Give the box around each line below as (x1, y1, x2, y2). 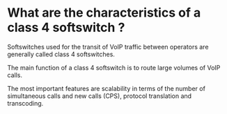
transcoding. (7, 99, 44, 107)
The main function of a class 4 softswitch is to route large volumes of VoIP (7, 63, 221, 72)
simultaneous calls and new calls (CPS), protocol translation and (7, 92, 192, 100)
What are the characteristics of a (7, 5, 201, 21)
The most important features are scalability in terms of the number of (7, 84, 205, 92)
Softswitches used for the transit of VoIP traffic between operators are (7, 42, 209, 51)
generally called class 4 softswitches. (7, 50, 115, 58)
